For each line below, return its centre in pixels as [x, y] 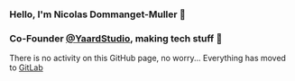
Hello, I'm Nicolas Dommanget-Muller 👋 [98, 14]
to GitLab [26, 67]
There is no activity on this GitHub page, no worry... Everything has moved [148, 58]
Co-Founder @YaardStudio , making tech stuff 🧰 [116, 38]
